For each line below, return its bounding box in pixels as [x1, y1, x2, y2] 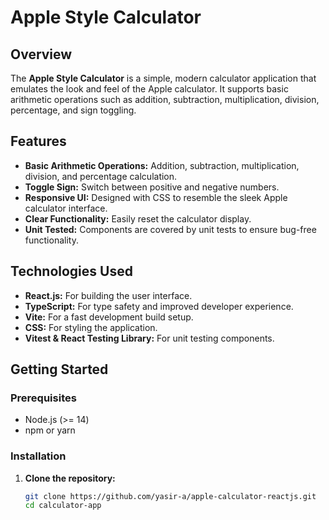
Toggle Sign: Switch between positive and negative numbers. [24, 181, 280, 193]
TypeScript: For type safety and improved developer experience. [24, 300, 294, 312]
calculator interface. [24, 202, 108, 214]
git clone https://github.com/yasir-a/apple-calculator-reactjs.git [24, 491, 317, 501]
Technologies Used [10, 263, 133, 280]
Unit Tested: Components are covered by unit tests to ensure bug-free [24, 223, 317, 235]
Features [10, 133, 67, 150]
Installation [10, 449, 67, 463]
